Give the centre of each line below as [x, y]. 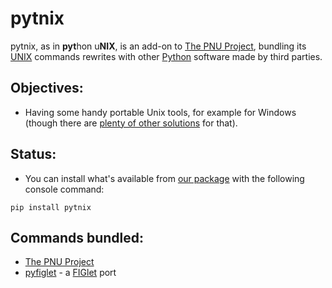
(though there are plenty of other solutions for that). [131, 123]
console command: [64, 189]
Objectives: [47, 88]
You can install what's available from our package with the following [164, 178]
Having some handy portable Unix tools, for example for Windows [160, 112]
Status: [33, 154]
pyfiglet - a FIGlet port [70, 273]
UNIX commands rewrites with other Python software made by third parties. [166, 56]
